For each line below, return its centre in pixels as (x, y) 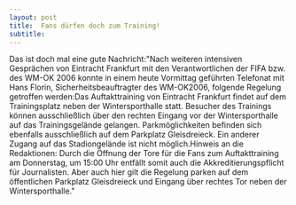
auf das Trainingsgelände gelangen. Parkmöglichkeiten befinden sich (136, 125)
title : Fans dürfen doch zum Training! (85, 26)
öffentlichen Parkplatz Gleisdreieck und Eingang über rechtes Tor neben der (148, 182)
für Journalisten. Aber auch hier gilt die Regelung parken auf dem (129, 172)
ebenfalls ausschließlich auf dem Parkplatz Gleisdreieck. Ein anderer (134, 135)
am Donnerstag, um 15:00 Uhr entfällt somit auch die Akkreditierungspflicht (147, 163)
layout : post (33, 17)
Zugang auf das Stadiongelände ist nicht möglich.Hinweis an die (126, 144)
